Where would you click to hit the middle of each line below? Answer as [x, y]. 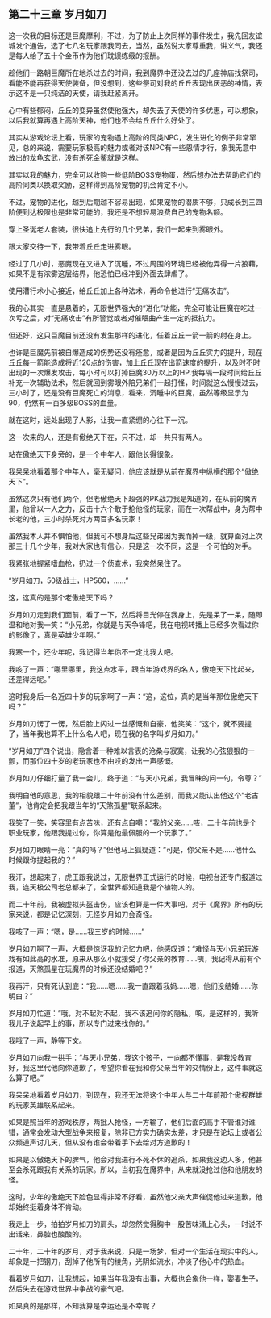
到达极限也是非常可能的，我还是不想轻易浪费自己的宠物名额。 [125, 211]
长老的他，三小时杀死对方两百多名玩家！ [75, 518]
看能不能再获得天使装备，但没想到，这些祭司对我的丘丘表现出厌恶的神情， [132, 82]
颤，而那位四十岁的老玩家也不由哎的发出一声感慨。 [93, 760]
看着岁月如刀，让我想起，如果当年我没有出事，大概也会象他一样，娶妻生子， [135, 1278]
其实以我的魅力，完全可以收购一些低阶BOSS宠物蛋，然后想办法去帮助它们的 [134, 174]
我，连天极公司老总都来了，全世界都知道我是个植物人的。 [104, 887]
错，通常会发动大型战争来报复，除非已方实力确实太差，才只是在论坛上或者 [132, 1132]
